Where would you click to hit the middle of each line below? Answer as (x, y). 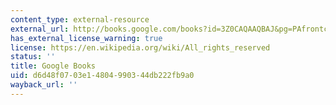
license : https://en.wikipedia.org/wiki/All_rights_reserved (140, 47)
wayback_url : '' (44, 85)
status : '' (33, 57)
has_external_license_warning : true (86, 38)
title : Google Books (53, 66)
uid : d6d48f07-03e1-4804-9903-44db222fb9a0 (102, 76)
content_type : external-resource (80, 19)
